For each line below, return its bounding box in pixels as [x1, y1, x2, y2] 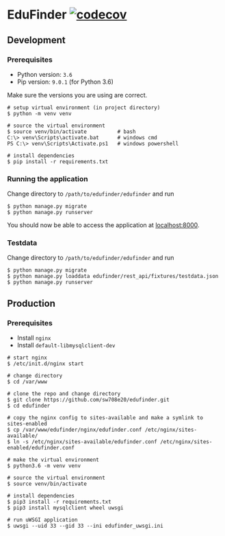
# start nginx [7, 354, 48, 362]
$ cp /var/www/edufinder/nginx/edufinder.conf [7, 426, 142, 434]
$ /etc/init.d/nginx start [7, 360, 84, 367]
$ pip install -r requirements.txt [7, 158, 109, 165]
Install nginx [16, 334, 51, 342]
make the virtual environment [13, 456, 99, 463]
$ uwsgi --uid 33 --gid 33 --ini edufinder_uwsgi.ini [7, 522, 164, 530]
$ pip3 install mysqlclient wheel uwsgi [7, 504, 124, 511]
